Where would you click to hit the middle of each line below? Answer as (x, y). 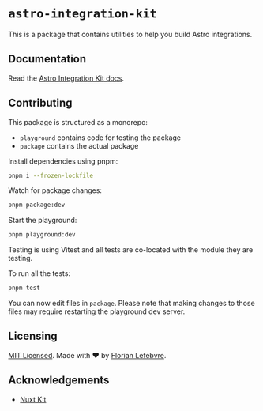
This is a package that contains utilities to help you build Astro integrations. (130, 34)
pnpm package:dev (37, 205)
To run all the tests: (39, 273)
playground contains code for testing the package (100, 138)
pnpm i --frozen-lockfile (51, 175)
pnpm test (24, 288)
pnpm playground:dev (42, 235)
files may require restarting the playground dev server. (97, 311)
